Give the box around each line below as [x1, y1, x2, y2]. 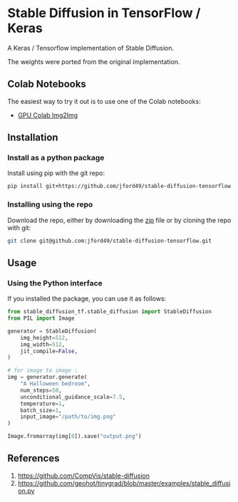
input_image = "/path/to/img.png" [20, 413, 116, 421]
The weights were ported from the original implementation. [7, 57, 180, 66]
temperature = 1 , [20, 400, 66, 407]
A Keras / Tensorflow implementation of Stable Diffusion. [7, 43, 175, 52]
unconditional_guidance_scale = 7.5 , [20, 393, 126, 400]
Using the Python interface [7, 278, 103, 288]
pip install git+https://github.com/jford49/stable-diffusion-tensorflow [7, 183, 232, 190]
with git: [7, 223, 31, 232]
